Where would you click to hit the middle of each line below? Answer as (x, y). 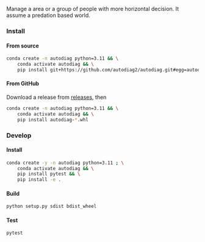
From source (23, 46)
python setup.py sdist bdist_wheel (52, 207)
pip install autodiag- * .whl (53, 119)
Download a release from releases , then (56, 97)
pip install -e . (39, 180)
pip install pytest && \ (49, 174)
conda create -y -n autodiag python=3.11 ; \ (65, 163)
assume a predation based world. (48, 15)
